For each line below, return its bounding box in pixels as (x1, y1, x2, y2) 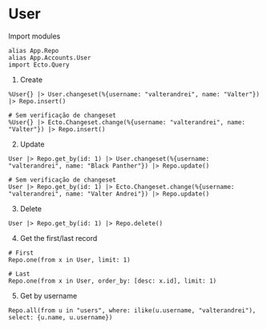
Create (19, 74, 42, 84)
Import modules (8, 31, 61, 41)
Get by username (19, 291, 78, 300)
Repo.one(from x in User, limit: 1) (8, 255, 131, 264)
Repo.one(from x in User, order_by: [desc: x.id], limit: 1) (8, 277, 217, 285)
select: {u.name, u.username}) (8, 313, 113, 321)
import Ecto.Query (8, 61, 70, 69)
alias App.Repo (8, 46, 59, 54)
